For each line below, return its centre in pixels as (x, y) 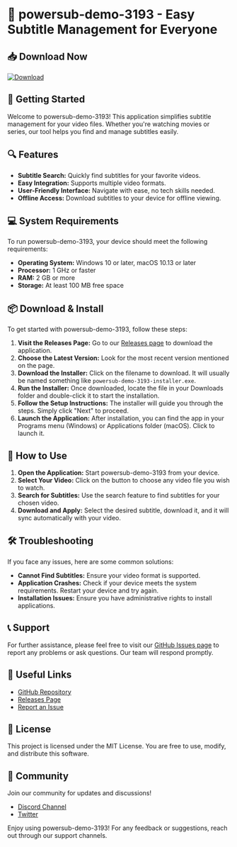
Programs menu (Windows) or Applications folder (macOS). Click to (116, 426)
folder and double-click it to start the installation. (88, 396)
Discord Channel (42, 807)
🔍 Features (33, 155)
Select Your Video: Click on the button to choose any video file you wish (123, 481)
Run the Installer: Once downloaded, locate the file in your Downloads (121, 388)
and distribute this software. (48, 753)
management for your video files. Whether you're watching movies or (109, 124)
